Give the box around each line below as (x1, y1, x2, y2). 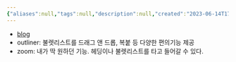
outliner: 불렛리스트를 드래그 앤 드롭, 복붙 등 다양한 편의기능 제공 (16, 38, 195, 46)
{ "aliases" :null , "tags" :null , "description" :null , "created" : (6, 10, 187, 18)
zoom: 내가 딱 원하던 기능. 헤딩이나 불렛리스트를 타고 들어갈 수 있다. (16, 46, 204, 55)
